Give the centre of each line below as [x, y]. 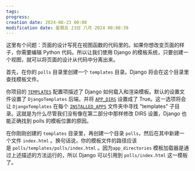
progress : [18, 17]
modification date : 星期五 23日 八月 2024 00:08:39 [68, 28]
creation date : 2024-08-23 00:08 [47, 22]
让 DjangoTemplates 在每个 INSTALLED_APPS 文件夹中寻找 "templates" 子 [90, 106]
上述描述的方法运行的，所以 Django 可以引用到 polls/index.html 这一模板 [99, 155]
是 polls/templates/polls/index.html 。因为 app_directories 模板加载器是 [95, 148]
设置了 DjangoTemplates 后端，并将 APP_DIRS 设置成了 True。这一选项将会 [98, 99]
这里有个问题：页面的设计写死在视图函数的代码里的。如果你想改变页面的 [93, 45]
